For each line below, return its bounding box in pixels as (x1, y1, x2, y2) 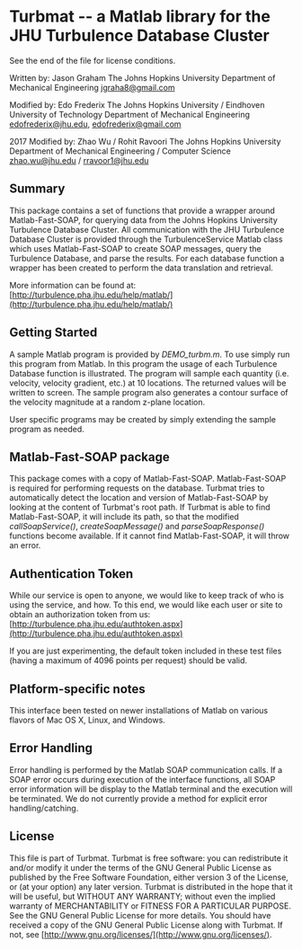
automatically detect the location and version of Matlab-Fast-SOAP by (9, 492, 269, 503)
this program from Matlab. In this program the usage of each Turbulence (9, 358, 278, 369)
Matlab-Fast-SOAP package (9, 449, 170, 465)
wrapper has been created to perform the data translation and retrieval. (9, 262, 274, 273)
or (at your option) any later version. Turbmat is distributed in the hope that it (9, 881, 293, 891)
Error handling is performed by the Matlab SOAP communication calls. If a (9, 764, 283, 775)
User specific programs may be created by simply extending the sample (9, 413, 277, 424)
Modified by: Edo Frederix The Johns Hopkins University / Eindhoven (9, 99, 265, 110)
